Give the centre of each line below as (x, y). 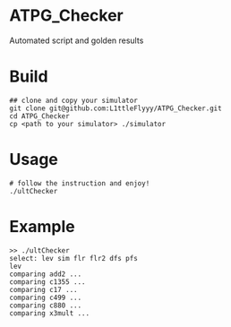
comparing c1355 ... (48, 282)
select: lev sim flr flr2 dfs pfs (74, 258)
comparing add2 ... (46, 274)
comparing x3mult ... (50, 313)
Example (42, 227)
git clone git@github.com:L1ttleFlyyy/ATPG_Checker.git (115, 108)
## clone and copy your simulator (74, 100)
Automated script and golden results (77, 40)
